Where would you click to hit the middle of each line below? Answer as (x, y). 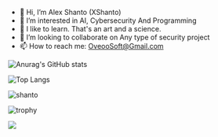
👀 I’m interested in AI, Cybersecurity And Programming (108, 20)
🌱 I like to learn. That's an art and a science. (90, 29)
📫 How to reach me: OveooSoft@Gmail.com (91, 46)
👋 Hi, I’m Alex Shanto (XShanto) (70, 12)
